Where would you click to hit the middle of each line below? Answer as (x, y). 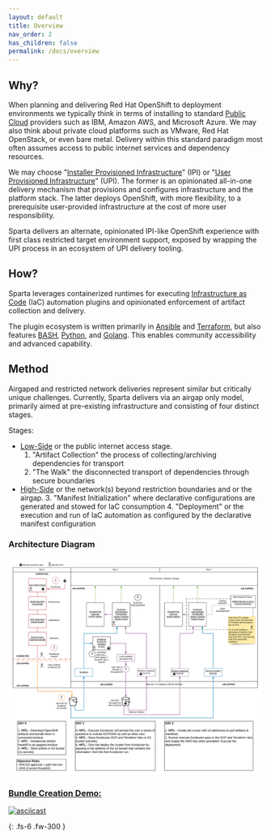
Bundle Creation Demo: (55, 793)
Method (29, 369)
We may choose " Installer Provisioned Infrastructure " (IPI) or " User (120, 172)
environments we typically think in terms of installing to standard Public (127, 113)
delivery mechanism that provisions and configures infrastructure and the (131, 189)
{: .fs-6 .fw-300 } (37, 827)
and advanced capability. (51, 343)
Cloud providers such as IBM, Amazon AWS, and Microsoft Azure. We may (133, 122)
